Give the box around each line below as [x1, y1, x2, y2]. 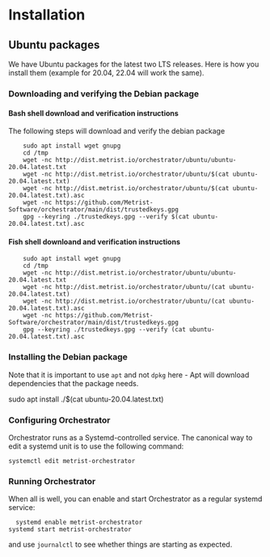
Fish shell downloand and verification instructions [8, 236, 180, 246]
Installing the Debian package [8, 351, 128, 363]
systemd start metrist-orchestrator [8, 525, 132, 534]
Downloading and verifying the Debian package [8, 87, 200, 99]
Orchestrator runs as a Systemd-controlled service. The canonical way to [8, 432, 253, 442]
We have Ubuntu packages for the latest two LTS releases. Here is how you [8, 59, 259, 69]
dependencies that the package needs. [8, 378, 139, 388]
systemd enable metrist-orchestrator [15, 518, 143, 527]
